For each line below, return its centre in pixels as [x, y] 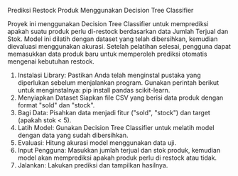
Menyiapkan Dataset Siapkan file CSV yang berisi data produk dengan [120, 98]
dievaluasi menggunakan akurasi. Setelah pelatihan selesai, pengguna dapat [119, 46]
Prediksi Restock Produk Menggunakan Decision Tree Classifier [101, 10]
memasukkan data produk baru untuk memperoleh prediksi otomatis [107, 54]
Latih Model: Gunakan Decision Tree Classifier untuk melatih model [116, 128]
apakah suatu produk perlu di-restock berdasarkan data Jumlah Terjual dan [118, 31]
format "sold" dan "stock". [56, 105]
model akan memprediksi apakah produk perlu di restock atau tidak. [117, 158]
